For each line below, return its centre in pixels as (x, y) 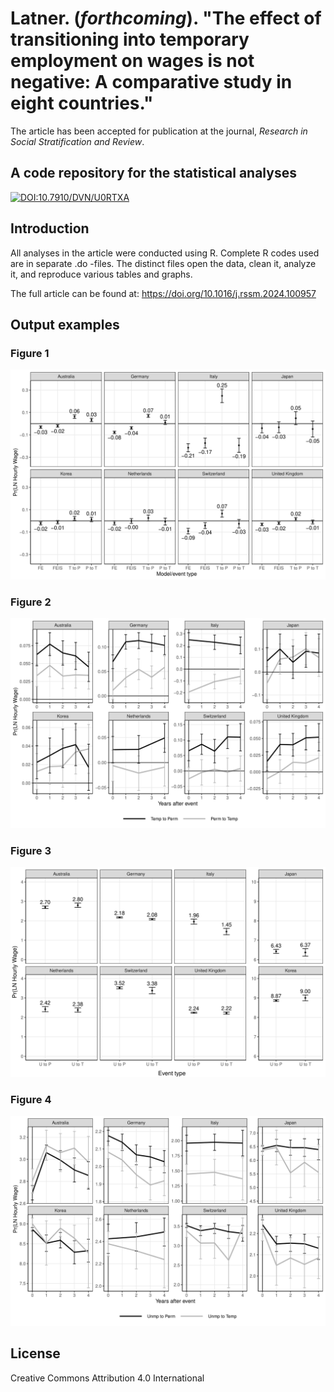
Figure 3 (31, 850)
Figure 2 (31, 602)
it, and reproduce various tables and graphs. (101, 274)
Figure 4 (31, 1099)
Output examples (65, 324)
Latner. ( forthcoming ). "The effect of (166, 18)
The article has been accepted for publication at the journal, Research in (159, 131)
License (35, 1353)
